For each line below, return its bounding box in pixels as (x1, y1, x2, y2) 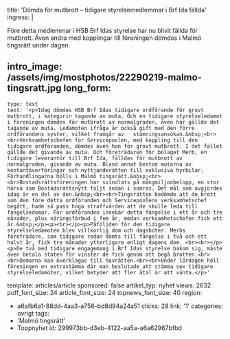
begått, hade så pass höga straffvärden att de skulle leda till (7, 203, 198, 210)
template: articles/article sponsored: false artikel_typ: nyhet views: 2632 (7, 281, 211, 289)
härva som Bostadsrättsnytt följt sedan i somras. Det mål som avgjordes (7, 185, 223, 192)
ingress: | (7, 13, 34, 21)
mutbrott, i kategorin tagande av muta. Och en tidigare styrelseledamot (7, 113, 223, 120)
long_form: (63, 83, 111, 94)
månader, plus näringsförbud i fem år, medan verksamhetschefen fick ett (7, 215, 223, 222)
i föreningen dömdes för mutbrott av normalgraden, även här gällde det (7, 118, 220, 126)
